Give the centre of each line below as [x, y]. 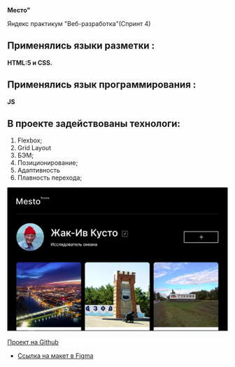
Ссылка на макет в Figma [55, 356]
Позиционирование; [48, 163]
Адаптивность [39, 171]
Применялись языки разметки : [81, 46]
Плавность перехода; [50, 178]
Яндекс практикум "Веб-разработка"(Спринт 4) [79, 24]
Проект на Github [33, 342]
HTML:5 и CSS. [30, 62]
